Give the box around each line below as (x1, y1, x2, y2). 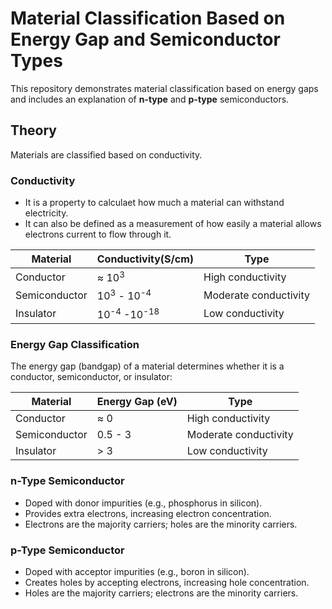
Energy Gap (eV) (96, 395, 178, 409)
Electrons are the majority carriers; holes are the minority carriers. (24, 518, 298, 530)
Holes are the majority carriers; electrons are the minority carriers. (24, 587, 299, 599)
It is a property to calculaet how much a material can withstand (24, 197, 285, 209)
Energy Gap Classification (10, 337, 140, 351)
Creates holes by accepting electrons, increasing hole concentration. (24, 576, 310, 588)
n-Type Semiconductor (10, 474, 125, 488)
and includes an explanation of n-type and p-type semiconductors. (10, 93, 290, 105)
